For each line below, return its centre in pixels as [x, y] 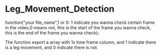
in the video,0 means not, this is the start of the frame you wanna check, [78, 27]
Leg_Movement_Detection [60, 9]
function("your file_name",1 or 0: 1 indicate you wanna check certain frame [80, 22]
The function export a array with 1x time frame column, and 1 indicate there [81, 42]
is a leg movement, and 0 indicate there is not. [52, 47]
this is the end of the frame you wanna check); [52, 33]
